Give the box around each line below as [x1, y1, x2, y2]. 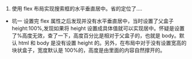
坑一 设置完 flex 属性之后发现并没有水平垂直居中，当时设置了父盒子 [11, 18, 174, 25]
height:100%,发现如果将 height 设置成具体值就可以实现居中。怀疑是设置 [11, 25, 185, 32]
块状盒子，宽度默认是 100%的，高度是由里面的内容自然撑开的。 [11, 47, 166, 54]
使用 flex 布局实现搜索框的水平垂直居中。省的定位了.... [11, 5, 142, 12]
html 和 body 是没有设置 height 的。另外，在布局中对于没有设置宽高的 [18, 40, 187, 46]
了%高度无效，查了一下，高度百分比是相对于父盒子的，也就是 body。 [11, 32, 180, 39]
